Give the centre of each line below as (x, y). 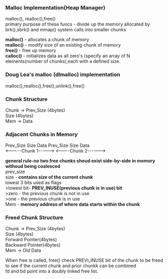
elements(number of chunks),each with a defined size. (63, 61)
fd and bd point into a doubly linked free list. (52, 271)
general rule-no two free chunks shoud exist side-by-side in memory (80, 161)
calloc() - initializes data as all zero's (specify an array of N (68, 56)
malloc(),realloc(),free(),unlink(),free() (45, 85)
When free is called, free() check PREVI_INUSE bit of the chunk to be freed (84, 261)
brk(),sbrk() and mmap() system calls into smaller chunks (66, 30)
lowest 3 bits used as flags (34, 183)
